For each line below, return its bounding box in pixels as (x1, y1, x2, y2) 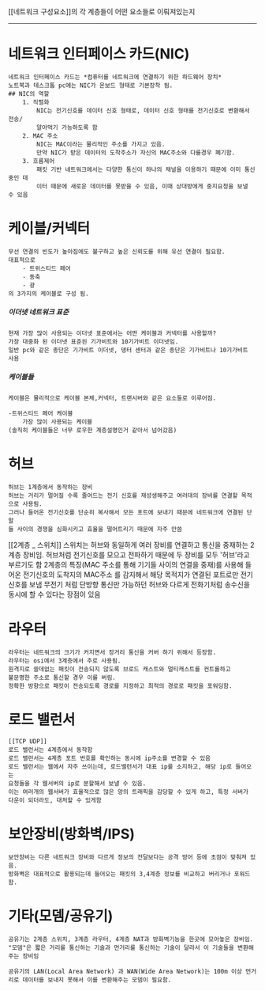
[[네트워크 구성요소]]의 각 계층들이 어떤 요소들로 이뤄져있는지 (8, 7, 196, 16)
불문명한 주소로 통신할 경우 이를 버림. (8, 674, 116, 682)
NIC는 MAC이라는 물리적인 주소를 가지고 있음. (36, 140, 166, 148)
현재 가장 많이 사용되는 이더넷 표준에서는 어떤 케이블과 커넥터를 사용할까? (8, 329, 217, 337)
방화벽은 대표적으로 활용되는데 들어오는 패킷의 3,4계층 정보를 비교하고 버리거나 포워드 (8, 870, 251, 878)
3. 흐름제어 (22, 157, 55, 165)
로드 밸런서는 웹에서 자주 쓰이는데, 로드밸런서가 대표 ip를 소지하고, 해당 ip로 (8, 762, 233, 770)
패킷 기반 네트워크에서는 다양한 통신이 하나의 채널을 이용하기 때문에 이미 (36, 165, 241, 173)
